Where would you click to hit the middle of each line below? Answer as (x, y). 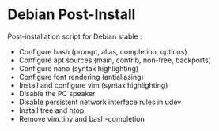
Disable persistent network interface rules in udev (100, 102)
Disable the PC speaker (57, 93)
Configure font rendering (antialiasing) (81, 77)
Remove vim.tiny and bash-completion (81, 118)
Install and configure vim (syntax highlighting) (93, 85)
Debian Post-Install (72, 15)
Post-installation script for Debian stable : (75, 36)
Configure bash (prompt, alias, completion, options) (103, 51)
